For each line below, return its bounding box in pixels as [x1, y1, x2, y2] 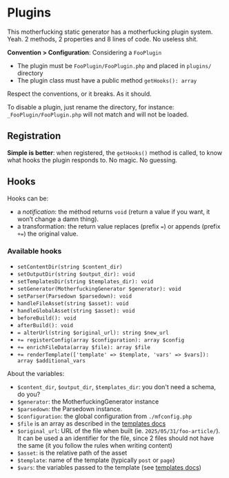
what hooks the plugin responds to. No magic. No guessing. [7, 156, 178, 164]
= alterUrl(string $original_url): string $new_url [17, 329, 169, 336]
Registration [7, 130, 61, 142]
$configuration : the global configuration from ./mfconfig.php [17, 412, 192, 420]
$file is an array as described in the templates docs [17, 419, 166, 428]
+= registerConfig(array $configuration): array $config [17, 336, 185, 344]
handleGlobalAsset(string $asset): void [17, 307, 135, 314]
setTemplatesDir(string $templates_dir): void [17, 278, 154, 285]
